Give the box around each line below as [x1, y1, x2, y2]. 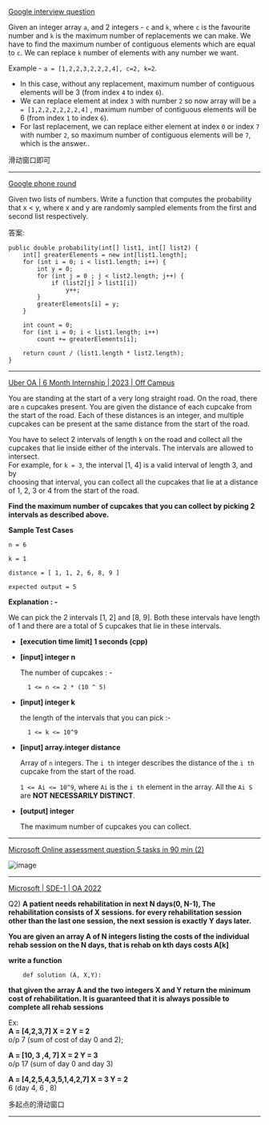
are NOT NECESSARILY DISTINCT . [19, 790, 136, 800]
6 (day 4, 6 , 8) [8, 1083, 58, 1092]
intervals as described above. [8, 510, 110, 519]
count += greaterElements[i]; [37, 335, 138, 343]
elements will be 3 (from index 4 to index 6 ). [19, 87, 164, 97]
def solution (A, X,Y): [22, 971, 102, 979]
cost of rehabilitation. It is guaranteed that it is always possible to [8, 994, 230, 1003]
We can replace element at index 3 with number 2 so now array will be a [19, 96, 256, 105]
